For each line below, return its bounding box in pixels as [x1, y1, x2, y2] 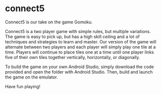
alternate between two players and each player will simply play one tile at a [5, 44, 156, 50]
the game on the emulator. [5, 74, 58, 80]
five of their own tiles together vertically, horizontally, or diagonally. [5, 54, 141, 60]
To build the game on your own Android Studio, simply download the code [5, 64, 154, 70]
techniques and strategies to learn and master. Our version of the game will [5, 38, 157, 44]
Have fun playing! [5, 83, 40, 89]
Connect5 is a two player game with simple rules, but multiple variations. [5, 28, 151, 34]
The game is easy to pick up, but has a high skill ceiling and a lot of [5, 34, 140, 39]
